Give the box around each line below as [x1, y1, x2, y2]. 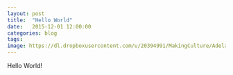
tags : [7, 36, 23, 43]
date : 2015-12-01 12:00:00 [7, 23, 92, 30]
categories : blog [7, 29, 58, 37]
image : [7, 42, 26, 49]
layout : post [7, 10, 45, 17]
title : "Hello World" [7, 17, 73, 24]
